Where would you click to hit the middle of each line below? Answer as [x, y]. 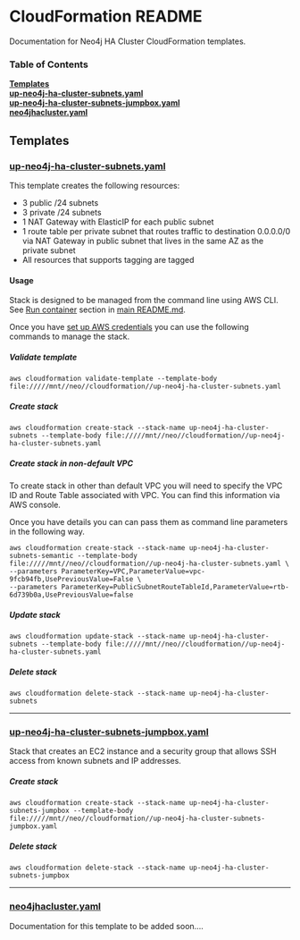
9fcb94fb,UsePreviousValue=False [71, 580]
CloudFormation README [106, 17]
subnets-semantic [42, 556]
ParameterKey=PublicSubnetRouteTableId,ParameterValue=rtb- [175, 588]
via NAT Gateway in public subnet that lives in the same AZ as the [143, 241]
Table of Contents [49, 64]
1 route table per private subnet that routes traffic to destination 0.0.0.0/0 [156, 231]
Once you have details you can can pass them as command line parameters [149, 522]
